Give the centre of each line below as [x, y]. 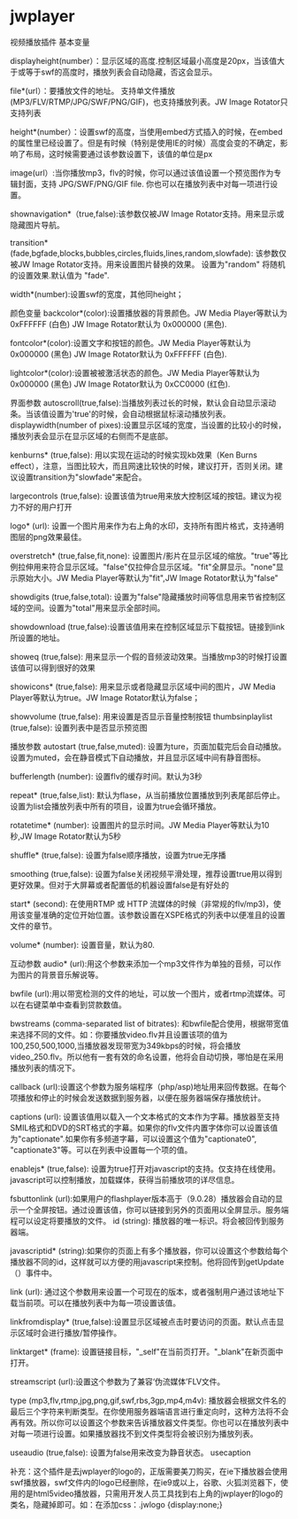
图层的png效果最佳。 [48, 536]
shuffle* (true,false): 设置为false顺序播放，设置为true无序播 [118, 855]
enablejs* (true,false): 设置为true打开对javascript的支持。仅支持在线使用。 [145, 1169]
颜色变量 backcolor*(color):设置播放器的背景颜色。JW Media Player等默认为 [149, 313]
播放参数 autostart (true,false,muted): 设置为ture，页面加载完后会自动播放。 [148, 746]
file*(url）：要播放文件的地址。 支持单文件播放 [93, 90]
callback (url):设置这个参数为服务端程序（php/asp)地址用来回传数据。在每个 [148, 1086]
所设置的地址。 [37, 638]
